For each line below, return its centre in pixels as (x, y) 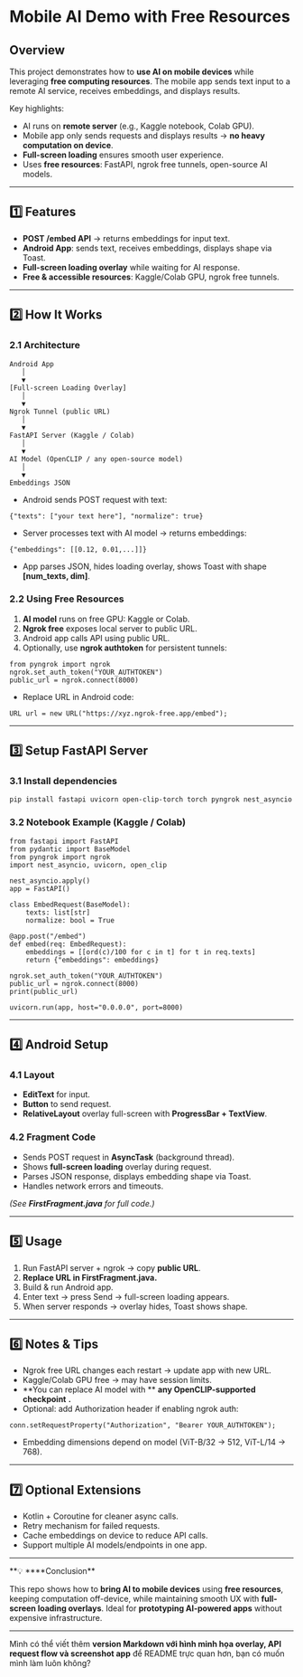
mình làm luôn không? (50, 1663)
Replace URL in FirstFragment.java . (90, 1277)
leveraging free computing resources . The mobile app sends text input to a (150, 81)
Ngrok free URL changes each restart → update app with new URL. (147, 1370)
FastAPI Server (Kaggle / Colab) (72, 435)
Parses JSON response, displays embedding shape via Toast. (137, 1176)
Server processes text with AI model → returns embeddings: (134, 533)
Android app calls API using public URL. (96, 638)
